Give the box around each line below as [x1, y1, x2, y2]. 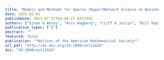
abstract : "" [5, 30, 32, 34]
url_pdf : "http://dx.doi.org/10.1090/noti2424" [5, 43, 104, 48]
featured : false [5, 34, 38, 39]
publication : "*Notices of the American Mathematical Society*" [5, 39, 139, 44]
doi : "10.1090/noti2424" [5, 47, 56, 52]
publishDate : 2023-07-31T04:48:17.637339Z [5, 16, 93, 21]
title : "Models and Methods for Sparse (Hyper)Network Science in [5, 7, 143, 12]
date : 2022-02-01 [5, 12, 41, 16]
